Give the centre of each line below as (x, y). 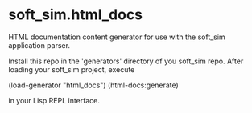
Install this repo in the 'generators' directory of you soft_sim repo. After (126, 61)
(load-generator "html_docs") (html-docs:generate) (93, 85)
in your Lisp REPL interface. (54, 100)
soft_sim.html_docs (76, 15)
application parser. (39, 45)
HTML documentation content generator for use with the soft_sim (117, 37)
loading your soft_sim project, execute (72, 69)
